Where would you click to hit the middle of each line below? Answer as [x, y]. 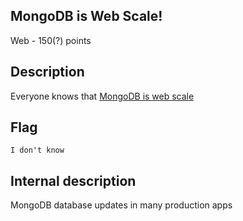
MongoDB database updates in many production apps [121, 205]
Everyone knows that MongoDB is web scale [102, 96]
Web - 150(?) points [51, 40]
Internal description [73, 180]
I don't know [37, 150]
